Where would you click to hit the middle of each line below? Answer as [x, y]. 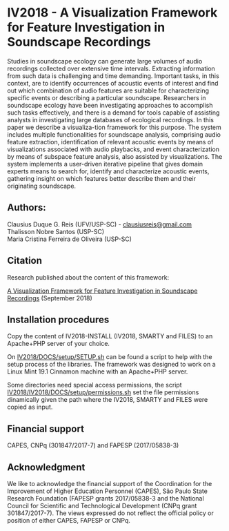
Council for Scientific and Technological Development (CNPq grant [102, 506]
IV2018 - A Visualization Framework [112, 13]
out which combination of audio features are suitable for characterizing [108, 90]
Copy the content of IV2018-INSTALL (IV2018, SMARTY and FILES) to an [110, 336]
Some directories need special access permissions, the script [94, 385]
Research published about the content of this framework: [88, 277]
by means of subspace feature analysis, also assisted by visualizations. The [115, 156]
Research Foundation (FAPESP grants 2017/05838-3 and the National [106, 498]
